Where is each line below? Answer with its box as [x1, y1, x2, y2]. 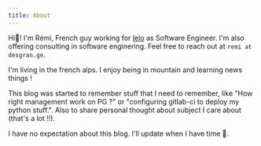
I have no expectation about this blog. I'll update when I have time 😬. [8, 129, 230, 138]
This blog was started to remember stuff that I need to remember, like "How [8, 88, 253, 98]
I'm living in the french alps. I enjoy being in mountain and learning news [8, 64, 243, 75]
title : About [8, 11, 51, 20]
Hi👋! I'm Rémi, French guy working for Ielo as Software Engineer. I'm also [8, 33, 245, 42]
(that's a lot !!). [8, 113, 56, 122]
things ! [8, 73, 33, 82]
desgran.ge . [8, 49, 46, 59]
